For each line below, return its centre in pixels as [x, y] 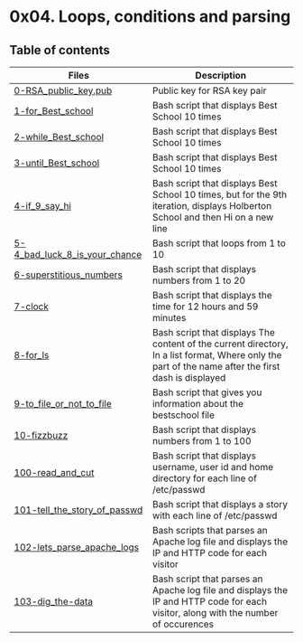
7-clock [32, 307]
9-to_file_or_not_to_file [63, 404]
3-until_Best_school [57, 163]
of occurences [183, 624]
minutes [169, 318]
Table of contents [60, 50]
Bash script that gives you [207, 392]
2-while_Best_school [59, 137]
